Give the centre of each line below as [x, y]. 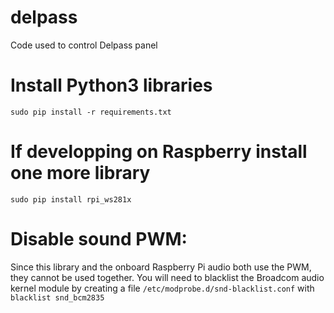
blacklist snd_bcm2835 [57, 297]
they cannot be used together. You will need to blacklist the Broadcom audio [167, 277]
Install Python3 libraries [111, 85]
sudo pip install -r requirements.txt [91, 112]
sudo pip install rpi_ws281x [71, 199]
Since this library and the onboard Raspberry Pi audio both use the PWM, [161, 267]
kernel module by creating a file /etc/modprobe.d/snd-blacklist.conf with [162, 288]
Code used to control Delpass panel [84, 45]
